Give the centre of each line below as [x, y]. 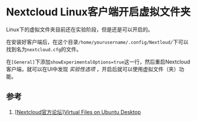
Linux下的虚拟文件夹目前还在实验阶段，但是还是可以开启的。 [80, 29]
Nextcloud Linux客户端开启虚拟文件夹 [98, 12]
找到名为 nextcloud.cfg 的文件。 [44, 49]
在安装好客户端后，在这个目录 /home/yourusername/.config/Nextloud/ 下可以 [97, 42]
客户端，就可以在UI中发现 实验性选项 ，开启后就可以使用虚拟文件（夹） [93, 69]
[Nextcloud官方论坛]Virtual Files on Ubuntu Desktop [78, 112]
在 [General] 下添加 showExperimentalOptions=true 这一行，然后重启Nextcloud [98, 62]
